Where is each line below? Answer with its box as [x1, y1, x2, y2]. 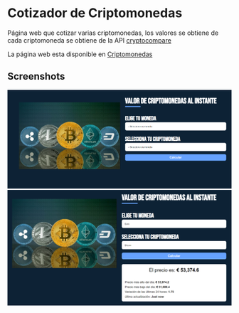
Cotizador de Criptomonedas [7, 5, 183, 21]
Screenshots [7, 70, 65, 83]
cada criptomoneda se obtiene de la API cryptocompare [7, 36, 172, 44]
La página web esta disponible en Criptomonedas [7, 50, 153, 58]
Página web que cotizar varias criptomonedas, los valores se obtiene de [7, 28, 219, 37]
